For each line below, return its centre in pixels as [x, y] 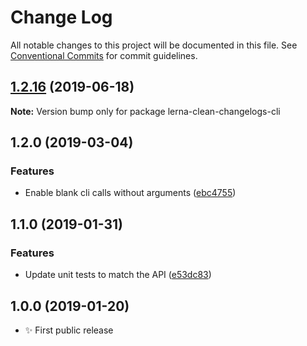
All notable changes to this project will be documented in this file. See [154, 45]
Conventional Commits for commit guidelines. [104, 55]
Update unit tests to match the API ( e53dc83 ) [118, 275]
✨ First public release [69, 330]
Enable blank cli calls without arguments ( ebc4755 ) [130, 193]
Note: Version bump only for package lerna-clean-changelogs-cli [145, 111]
